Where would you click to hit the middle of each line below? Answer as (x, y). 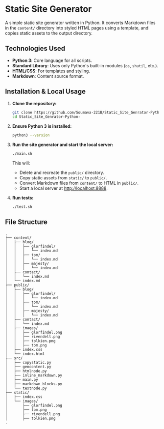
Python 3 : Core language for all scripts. (52, 60)
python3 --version (31, 135)
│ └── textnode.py (26, 388)
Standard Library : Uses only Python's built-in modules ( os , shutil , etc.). (85, 65)
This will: (21, 163)
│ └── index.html (25, 354)
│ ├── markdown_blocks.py (34, 384)
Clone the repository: (34, 103)
